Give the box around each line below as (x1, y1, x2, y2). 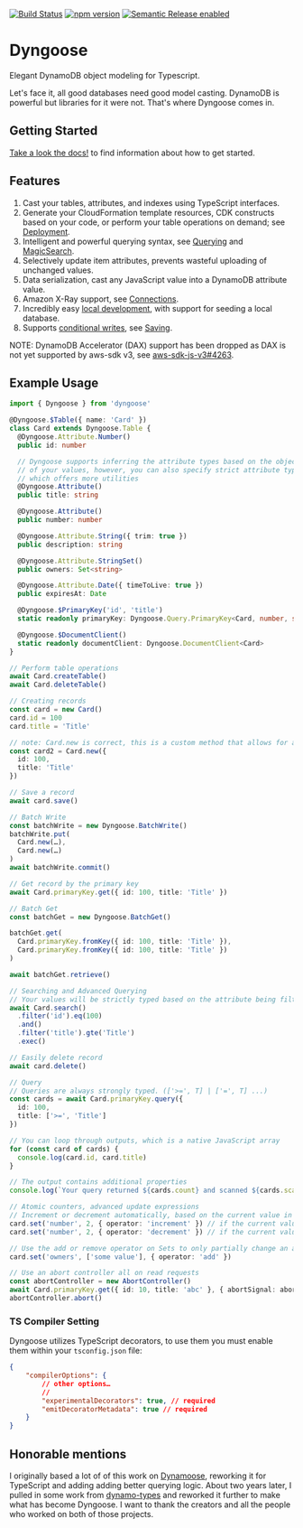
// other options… (41, 1379, 111, 1388)
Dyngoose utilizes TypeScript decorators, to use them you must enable (9, 1336, 273, 1346)
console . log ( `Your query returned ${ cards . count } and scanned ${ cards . (9, 1186, 284, 1196)
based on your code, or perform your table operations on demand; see (22, 217, 286, 228)
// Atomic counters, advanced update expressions (9, 1202, 200, 1212)
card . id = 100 (9, 713, 63, 722)
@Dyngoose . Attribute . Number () (17, 433, 131, 442)
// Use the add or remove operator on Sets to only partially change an (9, 1244, 289, 1253)
